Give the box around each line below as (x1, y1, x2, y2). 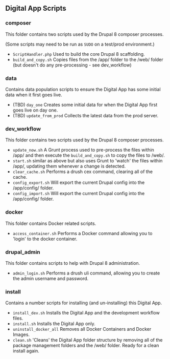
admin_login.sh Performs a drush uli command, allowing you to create (12, 270, 160, 276)
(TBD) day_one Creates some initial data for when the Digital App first (12, 101, 158, 108)
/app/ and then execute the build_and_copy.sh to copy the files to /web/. (12, 152, 165, 158)
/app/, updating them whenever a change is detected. (12, 163, 126, 170)
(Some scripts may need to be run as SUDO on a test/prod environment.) (5, 41, 155, 47)
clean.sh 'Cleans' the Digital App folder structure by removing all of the (12, 337, 163, 343)
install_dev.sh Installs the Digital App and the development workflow (12, 310, 160, 316)
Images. (12, 331, 30, 337)
